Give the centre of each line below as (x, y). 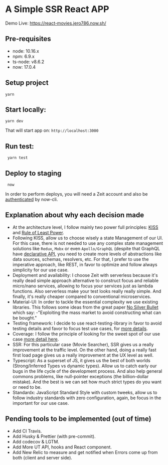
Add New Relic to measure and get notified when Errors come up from (85, 452)
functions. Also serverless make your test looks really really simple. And (87, 291)
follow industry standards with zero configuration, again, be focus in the (87, 398)
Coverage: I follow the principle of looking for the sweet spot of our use (86, 334)
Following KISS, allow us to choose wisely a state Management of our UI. (88, 238)
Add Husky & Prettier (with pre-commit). (54, 436)
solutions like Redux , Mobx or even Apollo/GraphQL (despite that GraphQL (86, 248)
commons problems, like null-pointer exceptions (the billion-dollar (80, 376)
